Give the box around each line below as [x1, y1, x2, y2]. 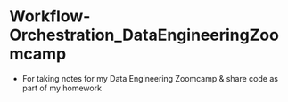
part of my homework [21, 82, 103, 93]
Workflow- [9, 6, 91, 27]
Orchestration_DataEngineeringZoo [9, 25, 279, 45]
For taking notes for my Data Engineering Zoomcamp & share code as [21, 73, 279, 83]
